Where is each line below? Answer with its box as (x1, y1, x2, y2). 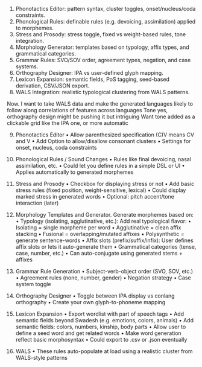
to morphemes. (15, 24, 54, 31)
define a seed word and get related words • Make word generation (15, 330, 181, 337)
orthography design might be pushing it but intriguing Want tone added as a (7, 113, 195, 120)
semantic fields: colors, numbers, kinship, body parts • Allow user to (15, 323, 186, 330)
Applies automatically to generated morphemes (15, 168, 134, 176)
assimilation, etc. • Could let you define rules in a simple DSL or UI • (15, 162, 185, 169)
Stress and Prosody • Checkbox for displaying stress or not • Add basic (15, 180, 195, 187)
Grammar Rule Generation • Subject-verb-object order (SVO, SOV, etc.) (15, 268, 194, 275)
